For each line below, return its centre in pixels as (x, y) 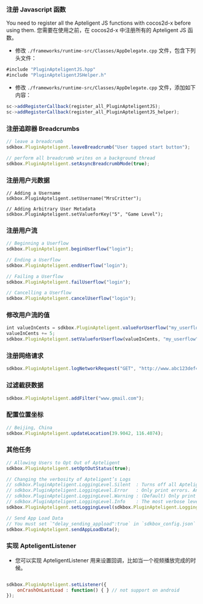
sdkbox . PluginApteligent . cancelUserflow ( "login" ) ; (71, 299)
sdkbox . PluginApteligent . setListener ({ (56, 584)
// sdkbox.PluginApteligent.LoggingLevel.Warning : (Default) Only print (101, 496)
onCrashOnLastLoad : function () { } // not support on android (98, 590)
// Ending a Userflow (34, 260)
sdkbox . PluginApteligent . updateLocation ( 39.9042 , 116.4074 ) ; (85, 433)
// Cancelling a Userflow (39, 293)
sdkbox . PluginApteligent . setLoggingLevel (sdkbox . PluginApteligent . (93, 507)
